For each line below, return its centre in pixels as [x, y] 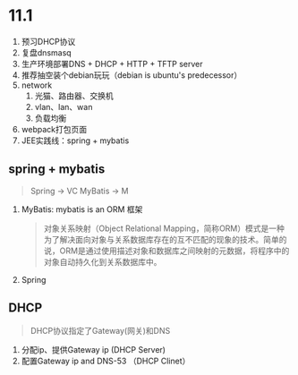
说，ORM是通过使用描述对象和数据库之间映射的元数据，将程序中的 [166, 251]
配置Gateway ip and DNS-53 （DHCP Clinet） [106, 361]
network [37, 85]
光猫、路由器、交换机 [74, 96]
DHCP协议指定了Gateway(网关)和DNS [100, 330]
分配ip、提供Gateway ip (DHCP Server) [94, 349]
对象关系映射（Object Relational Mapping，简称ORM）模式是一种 [164, 228]
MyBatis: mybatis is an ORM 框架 [82, 209]
